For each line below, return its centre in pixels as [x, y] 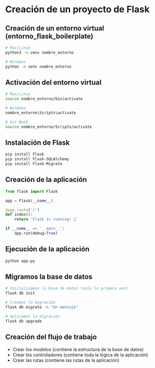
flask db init [20, 293]
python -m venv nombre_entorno [38, 67]
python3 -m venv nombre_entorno [39, 52]
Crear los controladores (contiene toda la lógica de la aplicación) [80, 355]
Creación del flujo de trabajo [51, 337]
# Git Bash [17, 122]
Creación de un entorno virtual [55, 28]
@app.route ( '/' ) [22, 210]
